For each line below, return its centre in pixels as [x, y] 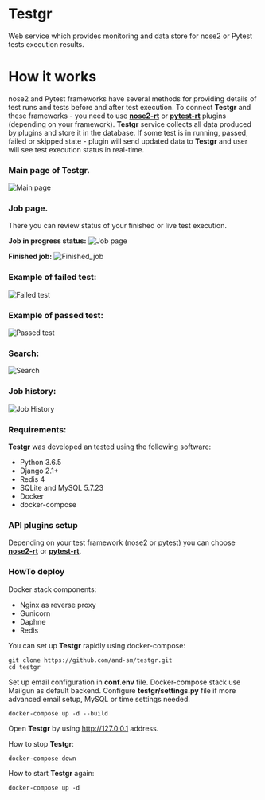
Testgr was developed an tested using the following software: [110, 447]
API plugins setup [43, 525]
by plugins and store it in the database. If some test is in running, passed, [128, 132]
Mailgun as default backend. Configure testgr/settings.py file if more [122, 690]
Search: [24, 353]
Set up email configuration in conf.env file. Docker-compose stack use [125, 682]
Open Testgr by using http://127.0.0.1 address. [84, 728]
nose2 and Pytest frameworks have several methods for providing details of [132, 99]
